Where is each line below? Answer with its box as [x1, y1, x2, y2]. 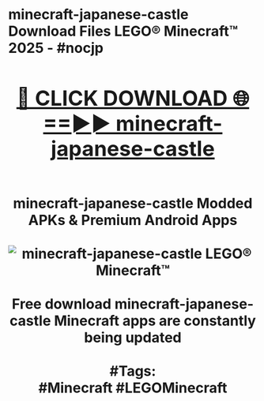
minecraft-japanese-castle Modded [13, 194, 253, 212]
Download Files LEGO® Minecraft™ [8, 22, 239, 40]
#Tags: [109, 362, 157, 380]
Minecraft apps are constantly [54, 312, 257, 329]
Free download [11, 294, 112, 313]
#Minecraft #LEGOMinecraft [38, 379, 228, 396]
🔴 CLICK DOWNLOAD [16, 84, 228, 111]
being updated [84, 328, 182, 347]
